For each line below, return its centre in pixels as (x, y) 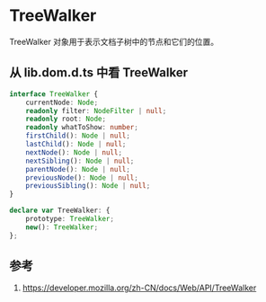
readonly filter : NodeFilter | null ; (96, 111)
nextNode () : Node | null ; (74, 152)
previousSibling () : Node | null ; (88, 186)
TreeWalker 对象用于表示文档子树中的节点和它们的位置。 (114, 41)
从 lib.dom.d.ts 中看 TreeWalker (99, 73)
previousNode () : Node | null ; (82, 178)
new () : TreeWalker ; (62, 227)
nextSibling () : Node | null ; (80, 161)
